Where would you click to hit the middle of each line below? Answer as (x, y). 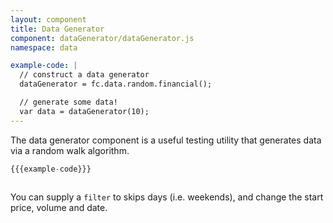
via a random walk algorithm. (70, 150)
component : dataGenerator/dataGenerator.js (102, 38)
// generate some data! (68, 102)
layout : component (48, 19)
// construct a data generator (84, 75)
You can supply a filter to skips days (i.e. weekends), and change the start (167, 197)
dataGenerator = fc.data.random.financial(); (116, 84)
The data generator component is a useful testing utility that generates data (166, 140)
